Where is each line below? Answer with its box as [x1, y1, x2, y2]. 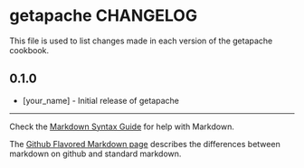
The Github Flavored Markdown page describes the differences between [9, 138, 280, 149]
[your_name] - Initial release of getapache [22, 95, 179, 106]
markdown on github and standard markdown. [9, 148, 182, 159]
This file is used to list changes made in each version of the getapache [9, 35, 273, 46]
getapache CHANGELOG [9, 5, 197, 26]
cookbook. [9, 44, 50, 55]
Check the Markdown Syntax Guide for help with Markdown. [9, 121, 235, 132]
